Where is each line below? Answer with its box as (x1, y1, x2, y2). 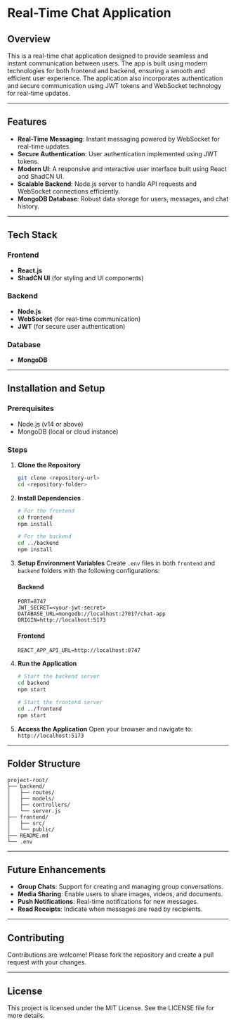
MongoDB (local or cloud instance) (17, 427, 119, 436)
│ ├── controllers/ (7, 801, 71, 808)
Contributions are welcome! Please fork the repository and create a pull (7, 950, 214, 959)
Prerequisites (7, 403, 54, 413)
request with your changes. (7, 958, 86, 967)
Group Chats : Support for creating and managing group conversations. (17, 882, 223, 891)
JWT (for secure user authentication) (17, 322, 126, 330)
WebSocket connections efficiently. (17, 187, 121, 195)
